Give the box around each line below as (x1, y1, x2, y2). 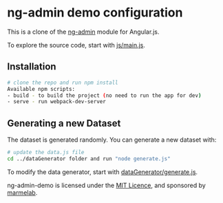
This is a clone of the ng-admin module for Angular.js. (7, 28, 160, 36)
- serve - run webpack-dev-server (7, 98, 107, 105)
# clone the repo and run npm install (7, 79, 118, 86)
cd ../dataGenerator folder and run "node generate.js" (7, 155, 171, 162)
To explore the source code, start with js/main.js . (7, 41, 146, 49)
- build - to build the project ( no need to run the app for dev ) (7, 92, 202, 99)
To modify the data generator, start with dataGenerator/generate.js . (7, 167, 198, 176)
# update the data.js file (7, 149, 85, 156)
